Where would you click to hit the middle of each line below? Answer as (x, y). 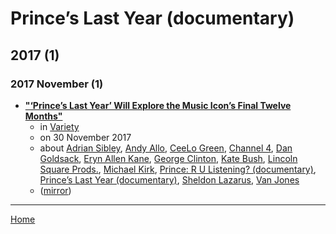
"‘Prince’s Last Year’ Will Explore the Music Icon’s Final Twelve (158, 105)
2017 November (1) (57, 84)
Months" (43, 116)
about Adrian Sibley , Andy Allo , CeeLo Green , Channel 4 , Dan (166, 148)
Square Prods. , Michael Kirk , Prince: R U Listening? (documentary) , (178, 169)
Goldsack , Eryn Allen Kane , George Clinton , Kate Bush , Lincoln (168, 158)
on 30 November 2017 (85, 137)
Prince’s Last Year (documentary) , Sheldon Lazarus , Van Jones (169, 179)
